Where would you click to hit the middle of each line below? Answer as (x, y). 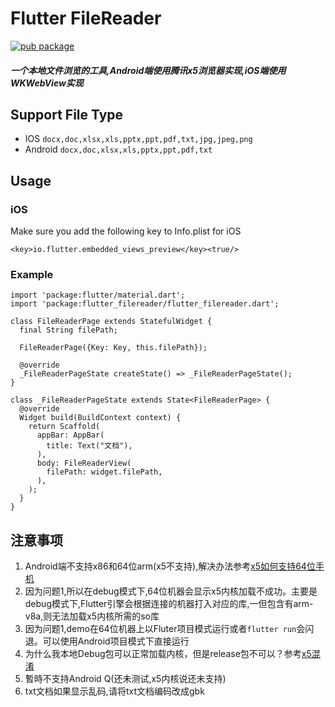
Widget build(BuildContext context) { (100, 418)
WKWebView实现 (47, 83)
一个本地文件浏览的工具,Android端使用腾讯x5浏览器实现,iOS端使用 (148, 70)
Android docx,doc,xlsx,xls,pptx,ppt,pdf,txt (118, 149)
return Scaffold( (64, 427)
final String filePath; (68, 330)
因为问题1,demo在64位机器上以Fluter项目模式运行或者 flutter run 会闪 (169, 629)
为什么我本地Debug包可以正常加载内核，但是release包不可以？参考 (163, 654)
